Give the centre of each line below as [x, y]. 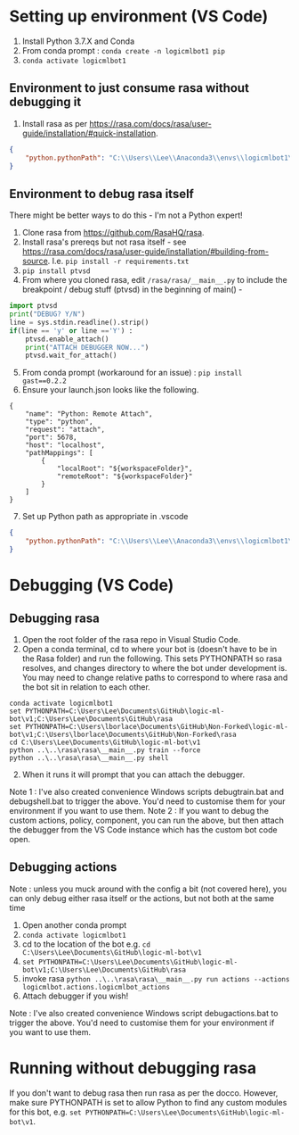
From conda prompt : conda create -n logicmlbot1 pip [123, 50]
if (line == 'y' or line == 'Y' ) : [71, 331]
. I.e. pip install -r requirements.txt [118, 261]
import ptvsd [33, 306]
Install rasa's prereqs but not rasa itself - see [104, 242]
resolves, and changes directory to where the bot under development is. [154, 667]
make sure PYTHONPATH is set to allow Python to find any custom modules [148, 1102]
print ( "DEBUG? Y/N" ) [48, 314]
